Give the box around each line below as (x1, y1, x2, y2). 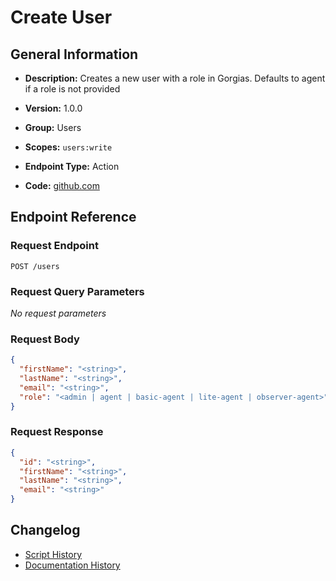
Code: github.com (24, 180, 100, 191)
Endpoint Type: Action (24, 161, 120, 172)
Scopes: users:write (24, 141, 113, 153)
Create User (10, 6, 113, 29)
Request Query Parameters (10, 284, 145, 298)
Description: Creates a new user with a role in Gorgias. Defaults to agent (24, 72, 326, 84)
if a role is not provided (24, 83, 121, 95)
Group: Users (24, 122, 82, 133)
